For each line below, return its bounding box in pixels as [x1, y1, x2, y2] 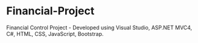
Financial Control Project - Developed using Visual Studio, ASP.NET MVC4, [6, 24, 193, 31]
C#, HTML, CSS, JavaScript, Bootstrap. [6, 30, 104, 37]
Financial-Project [6, 4, 95, 18]
